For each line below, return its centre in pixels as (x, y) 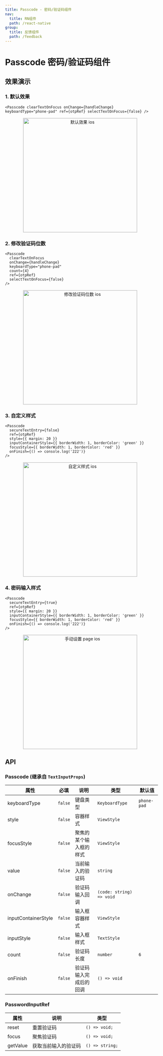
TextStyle (109, 938)
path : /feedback (26, 37)
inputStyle (19, 938)
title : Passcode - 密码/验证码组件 (38, 9)
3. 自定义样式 (20, 416)
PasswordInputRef (27, 1004)
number (105, 955)
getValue (18, 1045)
